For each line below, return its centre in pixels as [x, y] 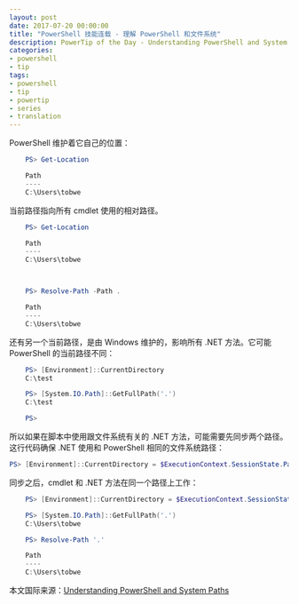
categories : [31, 51]
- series [25, 108]
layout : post [33, 17]
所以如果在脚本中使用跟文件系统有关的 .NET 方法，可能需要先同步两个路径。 [149, 437]
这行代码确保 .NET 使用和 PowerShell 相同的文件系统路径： [117, 448]
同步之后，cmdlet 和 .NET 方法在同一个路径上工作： [104, 482]
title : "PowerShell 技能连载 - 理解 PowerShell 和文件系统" [115, 34]
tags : [19, 75]
